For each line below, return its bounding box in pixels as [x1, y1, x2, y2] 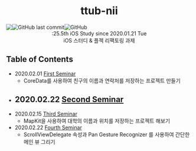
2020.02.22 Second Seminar [14, 94, 124, 104]
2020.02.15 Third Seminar [14, 110, 78, 117]
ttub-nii [80, 4, 118, 18]
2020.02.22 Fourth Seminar [14, 124, 83, 131]
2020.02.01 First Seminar [14, 70, 76, 77]
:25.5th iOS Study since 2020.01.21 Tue [51, 29, 147, 37]
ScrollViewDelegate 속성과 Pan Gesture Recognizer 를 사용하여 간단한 [23, 131, 190, 138]
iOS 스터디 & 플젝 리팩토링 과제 [63, 37, 135, 44]
